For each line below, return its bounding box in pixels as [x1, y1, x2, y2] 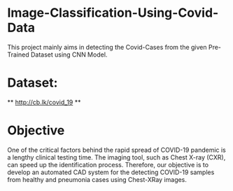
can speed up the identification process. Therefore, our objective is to [7, 160, 209, 169]
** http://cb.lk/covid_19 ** [7, 98, 81, 106]
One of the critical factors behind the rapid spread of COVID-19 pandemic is [7, 146, 226, 154]
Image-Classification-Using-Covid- [7, 5, 219, 21]
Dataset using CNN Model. [30, 50, 108, 59]
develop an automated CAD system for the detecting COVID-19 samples [7, 168, 215, 176]
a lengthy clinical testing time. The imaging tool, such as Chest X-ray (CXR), [7, 153, 226, 162]
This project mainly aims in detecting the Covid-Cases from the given [7, 43, 208, 51]
